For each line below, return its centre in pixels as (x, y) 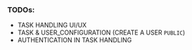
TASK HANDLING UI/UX (52, 25)
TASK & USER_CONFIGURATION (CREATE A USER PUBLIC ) (101, 32)
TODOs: (21, 10)
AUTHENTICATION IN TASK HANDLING (75, 40)
